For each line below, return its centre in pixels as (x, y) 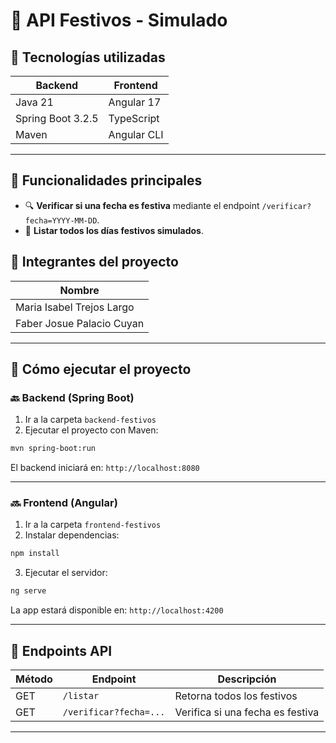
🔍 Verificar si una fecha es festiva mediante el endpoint (142, 205)
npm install (35, 554)
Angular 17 (135, 102)
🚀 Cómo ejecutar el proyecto (101, 369)
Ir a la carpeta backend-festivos (90, 420)
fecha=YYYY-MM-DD (61, 220)
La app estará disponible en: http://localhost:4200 (117, 610)
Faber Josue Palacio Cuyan (80, 323)
